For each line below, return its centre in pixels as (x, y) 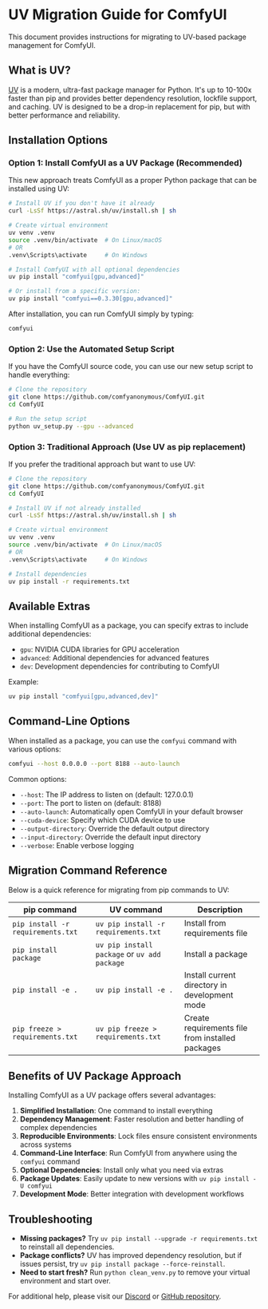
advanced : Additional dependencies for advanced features (114, 658)
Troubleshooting (51, 1219)
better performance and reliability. (64, 115)
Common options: (37, 779)
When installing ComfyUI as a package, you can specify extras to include (128, 625)
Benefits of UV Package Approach (95, 1076)
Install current (210, 974)
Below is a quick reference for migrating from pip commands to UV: (119, 890)
